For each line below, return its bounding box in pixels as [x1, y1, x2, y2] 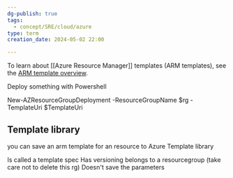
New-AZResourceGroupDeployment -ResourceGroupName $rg [7, 96, 189, 105]
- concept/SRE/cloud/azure [13, 23, 92, 30]
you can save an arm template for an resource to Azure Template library [7, 142, 214, 150]
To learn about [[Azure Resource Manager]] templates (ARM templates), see [7, 61, 227, 70]
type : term [7, 29, 39, 37]
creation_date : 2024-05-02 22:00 [7, 36, 105, 43]
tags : [7, 17, 23, 24]
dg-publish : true [7, 10, 58, 17]
